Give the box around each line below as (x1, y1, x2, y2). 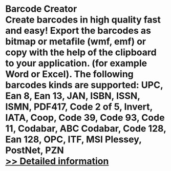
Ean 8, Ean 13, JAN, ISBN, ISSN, (5, 90, 140, 102)
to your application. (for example (5, 57, 147, 69)
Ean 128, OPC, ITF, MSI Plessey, (5, 134, 142, 145)
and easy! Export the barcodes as (5, 25, 151, 36)
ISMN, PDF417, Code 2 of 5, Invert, (5, 101, 153, 113)
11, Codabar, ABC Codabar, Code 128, (5, 123, 166, 135)
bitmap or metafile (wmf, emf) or (5, 36, 146, 48)
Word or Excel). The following (5, 69, 134, 80)
